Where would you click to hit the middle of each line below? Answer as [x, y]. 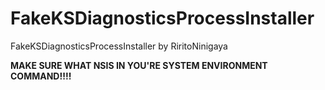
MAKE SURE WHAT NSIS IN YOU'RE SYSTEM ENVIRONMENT [139, 65]
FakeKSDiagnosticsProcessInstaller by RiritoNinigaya [119, 46]
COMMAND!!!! [41, 76]
